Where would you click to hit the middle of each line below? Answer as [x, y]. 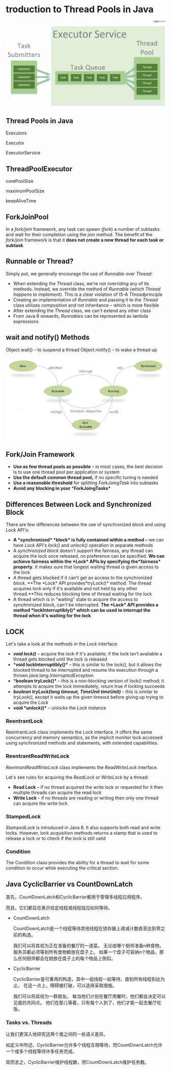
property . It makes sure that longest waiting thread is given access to [86, 567]
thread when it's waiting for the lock [52, 616]
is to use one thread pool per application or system [66, 472]
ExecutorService [23, 153]
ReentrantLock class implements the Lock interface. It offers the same [79, 732]
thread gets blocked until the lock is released [60, 659]
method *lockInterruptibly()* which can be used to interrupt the [82, 610]
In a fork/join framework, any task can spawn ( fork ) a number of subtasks [83, 229]
